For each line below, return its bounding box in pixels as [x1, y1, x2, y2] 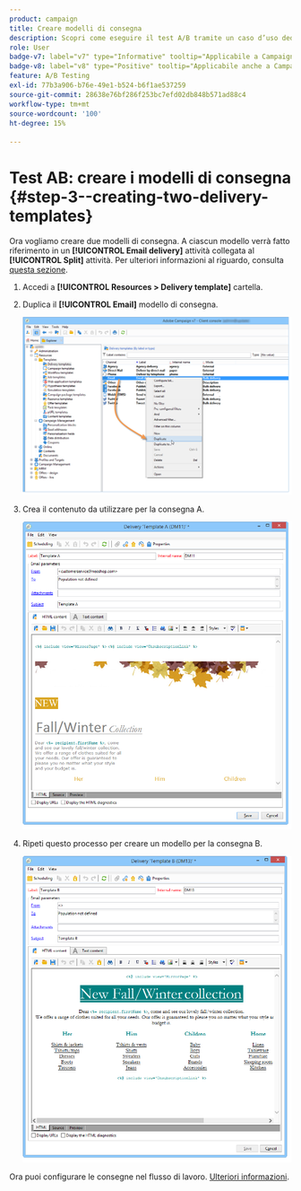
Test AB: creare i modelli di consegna [9, 168, 291, 188]
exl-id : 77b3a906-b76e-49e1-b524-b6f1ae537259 [9, 81, 186, 90]
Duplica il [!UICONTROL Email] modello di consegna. [21, 299, 219, 310]
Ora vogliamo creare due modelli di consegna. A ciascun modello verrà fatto [9, 236, 290, 247]
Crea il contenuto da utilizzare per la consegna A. [21, 504, 205, 514]
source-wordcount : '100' [9, 109, 102, 118]
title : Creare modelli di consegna [9, 23, 142, 33]
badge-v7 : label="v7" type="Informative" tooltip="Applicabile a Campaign [9, 52, 295, 62]
